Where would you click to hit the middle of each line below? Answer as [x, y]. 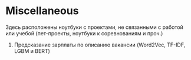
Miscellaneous [42, 11]
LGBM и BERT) [32, 51]
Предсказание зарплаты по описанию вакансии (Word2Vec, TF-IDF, [100, 45]
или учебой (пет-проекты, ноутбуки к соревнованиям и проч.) [84, 33]
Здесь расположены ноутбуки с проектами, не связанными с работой [94, 27]
